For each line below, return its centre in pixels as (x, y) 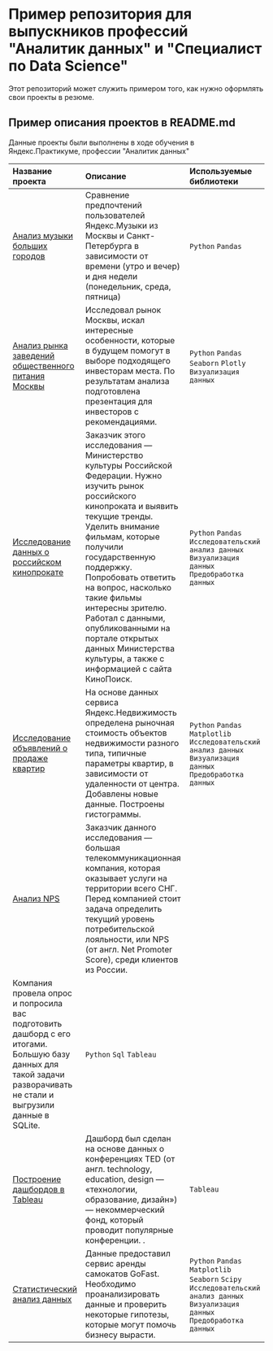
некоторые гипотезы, (127, 1314)
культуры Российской (129, 465)
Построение (37, 1179)
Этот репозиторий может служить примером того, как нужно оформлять (136, 88)
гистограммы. (113, 814)
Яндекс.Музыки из (121, 225)
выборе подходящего (128, 360)
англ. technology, (119, 1169)
